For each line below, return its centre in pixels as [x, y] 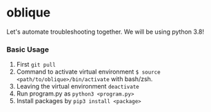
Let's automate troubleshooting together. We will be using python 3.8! [105, 32]
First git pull [36, 65]
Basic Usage [28, 49]
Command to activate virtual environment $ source [88, 72]
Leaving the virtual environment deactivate [78, 87]
